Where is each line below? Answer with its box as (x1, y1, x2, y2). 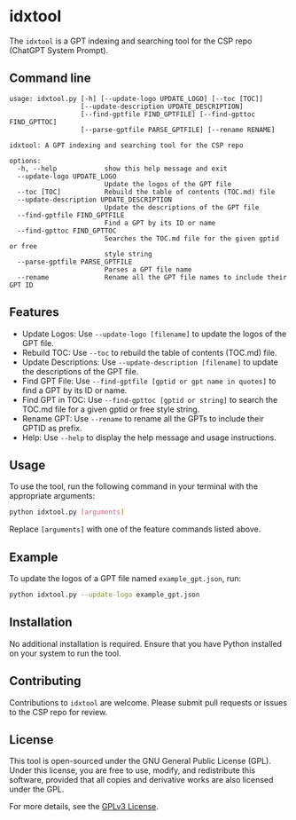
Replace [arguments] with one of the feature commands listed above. (9, 524, 261, 534)
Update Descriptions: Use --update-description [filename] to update (21, 357, 279, 367)
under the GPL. (9, 784, 65, 795)
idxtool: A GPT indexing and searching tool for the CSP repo (9, 140, 244, 150)
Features (9, 304, 59, 320)
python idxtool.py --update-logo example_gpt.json (9, 590, 200, 600)
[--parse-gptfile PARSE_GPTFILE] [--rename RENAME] (80, 125, 276, 134)
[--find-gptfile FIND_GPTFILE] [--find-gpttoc (80, 109, 255, 119)
